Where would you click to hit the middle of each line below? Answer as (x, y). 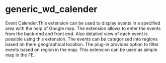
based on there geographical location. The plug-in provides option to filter (82, 44)
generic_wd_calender (51, 9)
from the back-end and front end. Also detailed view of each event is (76, 33)
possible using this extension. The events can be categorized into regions (81, 39)
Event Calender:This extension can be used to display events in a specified (83, 23)
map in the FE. (20, 55)
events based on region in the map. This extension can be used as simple (81, 49)
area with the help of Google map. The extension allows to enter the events (83, 28)
